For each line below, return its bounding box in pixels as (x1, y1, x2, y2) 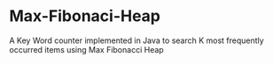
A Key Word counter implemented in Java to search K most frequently (9, 35, 264, 46)
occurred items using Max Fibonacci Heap (9, 44, 164, 54)
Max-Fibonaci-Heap (9, 6, 161, 26)
